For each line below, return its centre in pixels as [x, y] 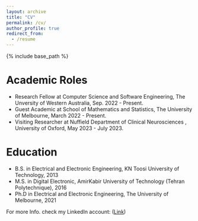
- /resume [23, 39]
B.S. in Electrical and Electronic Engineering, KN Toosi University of [97, 168]
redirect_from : [25, 34]
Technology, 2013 [36, 175]
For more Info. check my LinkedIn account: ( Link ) [66, 211]
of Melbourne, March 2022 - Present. [60, 115]
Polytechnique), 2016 [41, 187]
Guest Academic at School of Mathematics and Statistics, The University [103, 109]
